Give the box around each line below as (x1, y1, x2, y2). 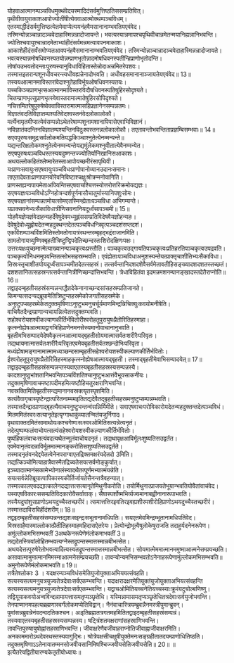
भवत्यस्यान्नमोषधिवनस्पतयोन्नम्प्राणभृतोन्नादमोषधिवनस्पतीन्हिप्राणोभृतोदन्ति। (7, 54, 163, 63)
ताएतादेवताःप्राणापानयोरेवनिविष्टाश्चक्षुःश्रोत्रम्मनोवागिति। (7, 173, 124, 181)
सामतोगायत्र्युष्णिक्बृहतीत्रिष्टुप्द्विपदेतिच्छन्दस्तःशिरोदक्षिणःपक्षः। (7, 236, 136, 244)
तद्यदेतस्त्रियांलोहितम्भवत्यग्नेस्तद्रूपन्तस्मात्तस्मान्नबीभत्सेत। (7, 537, 131, 545)
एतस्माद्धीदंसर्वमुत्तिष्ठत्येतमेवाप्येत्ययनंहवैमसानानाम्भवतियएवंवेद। (7, 23, 141, 31)
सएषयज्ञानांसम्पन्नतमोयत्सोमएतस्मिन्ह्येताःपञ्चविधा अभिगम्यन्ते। (7, 197, 140, 205)
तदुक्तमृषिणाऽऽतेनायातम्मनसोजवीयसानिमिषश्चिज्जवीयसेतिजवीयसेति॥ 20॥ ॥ (7, 640, 176, 648)
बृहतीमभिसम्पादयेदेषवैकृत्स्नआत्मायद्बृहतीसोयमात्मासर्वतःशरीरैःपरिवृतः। (7, 331, 157, 339)
